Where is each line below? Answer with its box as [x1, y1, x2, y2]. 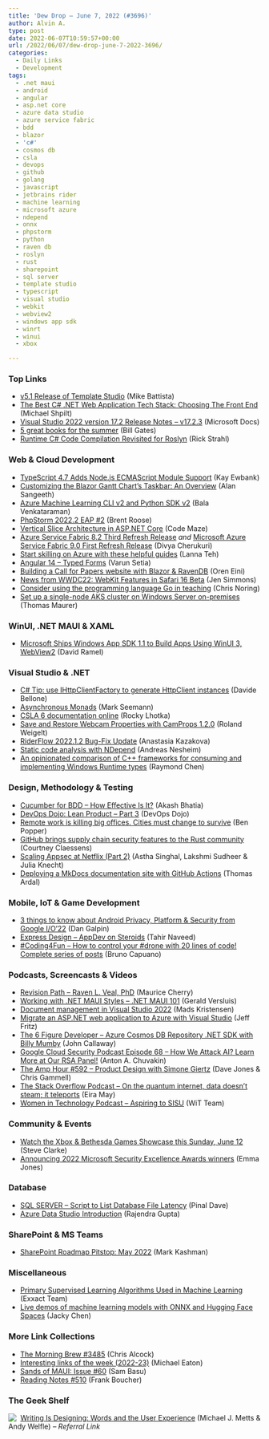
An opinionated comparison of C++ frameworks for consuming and [19, 753, 242, 763]
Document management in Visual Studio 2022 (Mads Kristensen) [19, 1004, 235, 1015]
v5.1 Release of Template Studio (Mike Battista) [19, 391, 175, 401]
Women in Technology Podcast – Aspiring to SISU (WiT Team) [19, 1098, 225, 1108]
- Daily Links [15, 57, 62, 65]
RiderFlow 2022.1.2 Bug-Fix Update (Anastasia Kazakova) [19, 736, 211, 746]
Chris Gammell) [19, 1072, 72, 1083]
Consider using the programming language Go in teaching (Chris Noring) [19, 583, 260, 593]
